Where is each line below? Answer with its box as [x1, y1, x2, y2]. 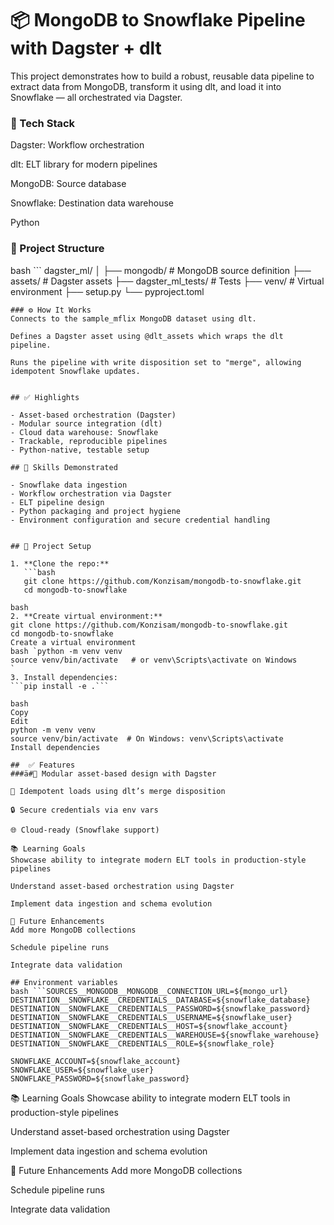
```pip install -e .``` [10, 681, 110, 691]
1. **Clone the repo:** [10, 558, 110, 569]
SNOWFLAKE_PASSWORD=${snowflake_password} [10, 1073, 190, 1084]
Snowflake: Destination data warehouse [10, 197, 175, 209]
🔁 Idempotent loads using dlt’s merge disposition [10, 786, 226, 796]
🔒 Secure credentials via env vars [10, 805, 159, 815]
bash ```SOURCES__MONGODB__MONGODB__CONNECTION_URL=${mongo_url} [10, 986, 288, 996]
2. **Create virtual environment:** [10, 611, 163, 621]
